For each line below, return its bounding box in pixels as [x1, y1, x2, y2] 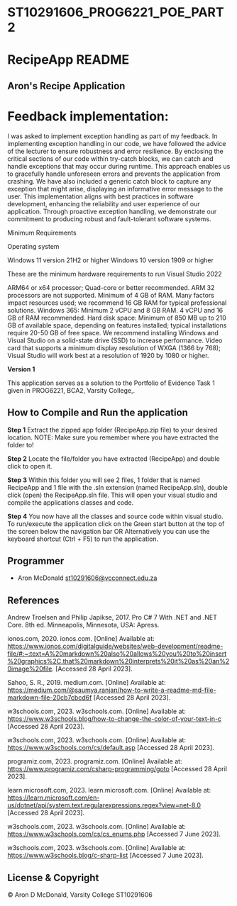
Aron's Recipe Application [7, 79, 126, 92]
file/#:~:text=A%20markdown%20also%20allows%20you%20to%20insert [7, 649, 227, 658]
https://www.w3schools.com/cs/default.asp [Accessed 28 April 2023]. [7, 744, 214, 752]
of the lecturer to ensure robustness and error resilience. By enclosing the [7, 147, 224, 155]
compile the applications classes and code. [7, 498, 134, 507]
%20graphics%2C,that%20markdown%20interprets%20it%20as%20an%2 [7, 657, 230, 666]
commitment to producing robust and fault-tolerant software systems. [7, 214, 211, 223]
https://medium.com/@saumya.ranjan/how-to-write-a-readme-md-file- [7, 686, 216, 695]
